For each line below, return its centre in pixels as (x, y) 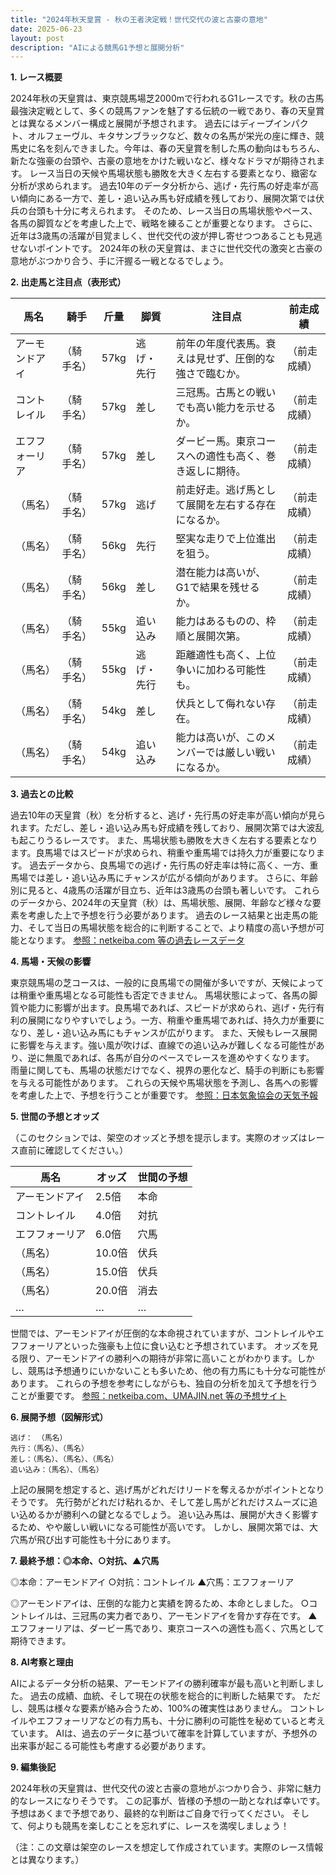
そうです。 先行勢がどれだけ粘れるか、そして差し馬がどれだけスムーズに (160, 1502)
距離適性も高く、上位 (226, 655)
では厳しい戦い (240, 753)
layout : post (37, 38)
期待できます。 (41, 1641)
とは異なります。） (47, 1860)
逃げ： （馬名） (39, 1438)
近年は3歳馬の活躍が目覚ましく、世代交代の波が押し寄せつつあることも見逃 (166, 236)
